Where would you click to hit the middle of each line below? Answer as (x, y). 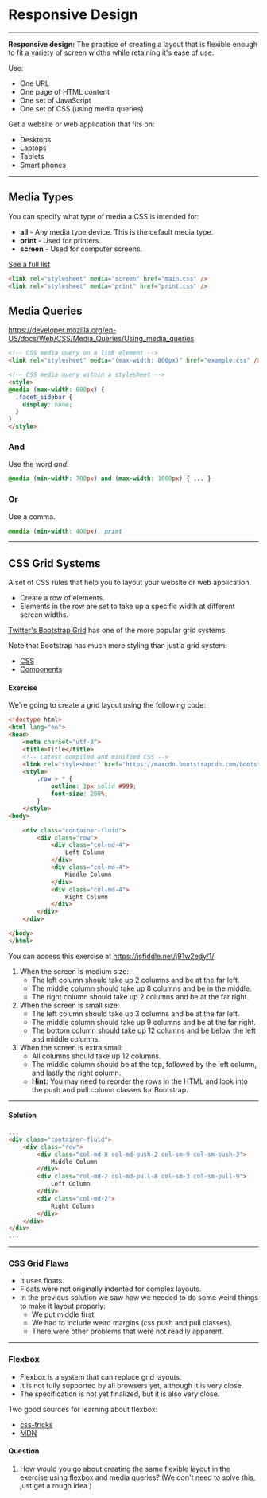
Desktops (35, 139)
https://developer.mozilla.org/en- (62, 330)
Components (41, 669)
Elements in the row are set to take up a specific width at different (128, 607)
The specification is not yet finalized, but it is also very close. (120, 1394)
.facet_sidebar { (44, 397)
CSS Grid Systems (54, 563)
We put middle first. (64, 1314)
